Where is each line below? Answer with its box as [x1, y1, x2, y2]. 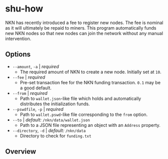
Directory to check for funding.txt [20, 132, 92, 138]
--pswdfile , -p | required [12, 106, 64, 112]
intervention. [5, 36, 32, 42]
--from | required [12, 90, 48, 96]
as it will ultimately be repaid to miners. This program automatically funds [5, 25, 156, 31]
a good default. [20, 85, 52, 91]
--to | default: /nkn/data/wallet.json [12, 116, 90, 123]
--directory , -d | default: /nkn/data [12, 127, 86, 133]
